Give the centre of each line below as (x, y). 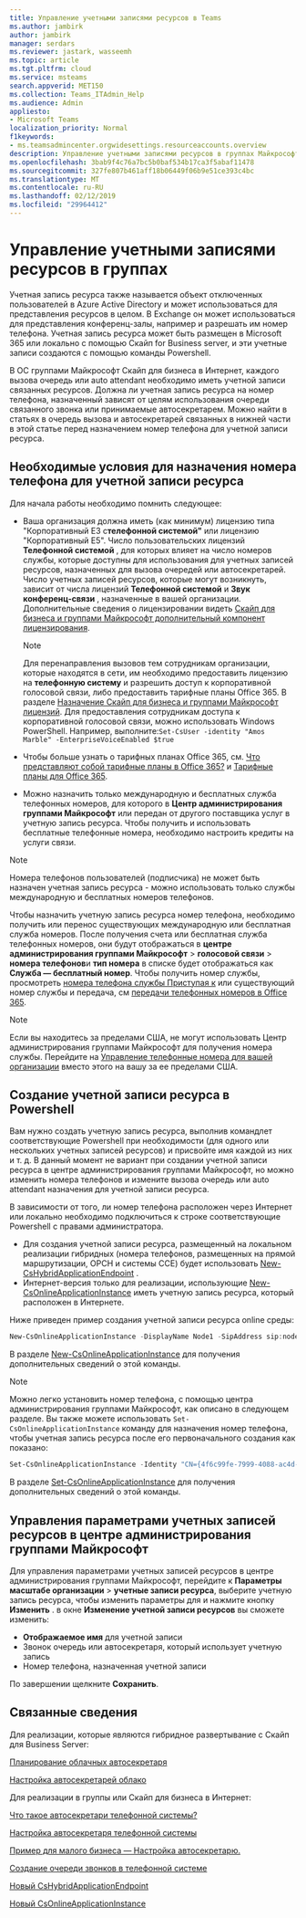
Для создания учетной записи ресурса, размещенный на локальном (157, 1244)
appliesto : (30, 111)
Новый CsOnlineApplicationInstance (78, 1903)
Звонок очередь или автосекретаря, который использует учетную (152, 1647)
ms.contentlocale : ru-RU (56, 188)
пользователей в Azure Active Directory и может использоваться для (143, 304)
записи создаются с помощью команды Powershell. (110, 352)
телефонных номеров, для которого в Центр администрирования (153, 803)
